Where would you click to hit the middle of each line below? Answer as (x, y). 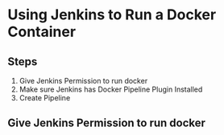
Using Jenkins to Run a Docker (112, 15)
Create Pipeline (45, 98)
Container (42, 32)
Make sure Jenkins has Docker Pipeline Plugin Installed (111, 89)
